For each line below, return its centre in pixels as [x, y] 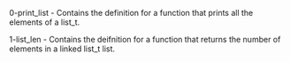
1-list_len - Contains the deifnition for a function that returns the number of [145, 39]
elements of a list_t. [45, 22]
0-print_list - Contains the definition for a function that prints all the [131, 13]
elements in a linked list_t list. [62, 49]
